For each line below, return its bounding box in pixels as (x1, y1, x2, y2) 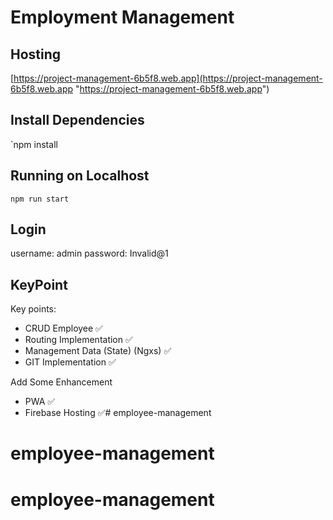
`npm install (10, 138, 58, 150)
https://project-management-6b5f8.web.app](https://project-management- (13, 72, 323, 84)
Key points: (10, 303, 57, 315)
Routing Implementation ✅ (24, 334, 133, 346)
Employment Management (10, 6, 235, 29)
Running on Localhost (10, 167, 150, 185)
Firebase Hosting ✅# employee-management (24, 407, 212, 419)
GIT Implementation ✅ (24, 356, 117, 368)
